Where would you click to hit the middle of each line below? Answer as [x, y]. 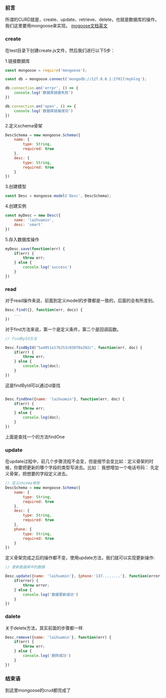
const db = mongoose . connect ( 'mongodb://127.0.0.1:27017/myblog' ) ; [76, 79]
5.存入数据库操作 [22, 239]
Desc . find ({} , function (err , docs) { [44, 310]
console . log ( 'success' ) [47, 267]
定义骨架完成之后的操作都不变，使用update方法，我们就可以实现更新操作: [80, 558]
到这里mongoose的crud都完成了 [38, 691]
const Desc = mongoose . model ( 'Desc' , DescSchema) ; [58, 196]
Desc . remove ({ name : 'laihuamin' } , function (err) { [58, 637]
